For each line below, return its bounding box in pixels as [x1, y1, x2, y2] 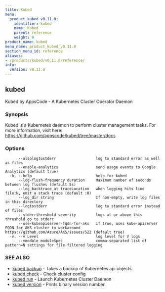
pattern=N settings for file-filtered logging [5, 243, 103, 248]
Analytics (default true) [5, 169, 58, 174]
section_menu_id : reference [5, 49, 63, 53]
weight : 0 [14, 35, 35, 40]
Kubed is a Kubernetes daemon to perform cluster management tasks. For [5, 122, 156, 128]
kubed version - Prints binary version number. [12, 281, 106, 287]
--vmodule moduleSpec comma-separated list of [18, 239, 147, 243]
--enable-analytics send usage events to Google [18, 165, 156, 170]
